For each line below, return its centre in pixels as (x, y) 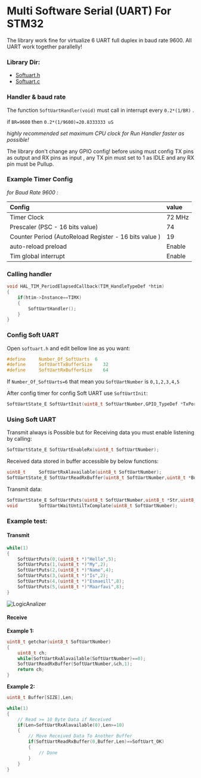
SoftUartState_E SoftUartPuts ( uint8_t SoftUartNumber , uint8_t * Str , (94, 500)
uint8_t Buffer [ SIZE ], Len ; (40, 698)
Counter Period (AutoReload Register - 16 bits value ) (85, 236)
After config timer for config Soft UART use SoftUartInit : (77, 393)
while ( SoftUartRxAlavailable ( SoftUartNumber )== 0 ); (82, 658)
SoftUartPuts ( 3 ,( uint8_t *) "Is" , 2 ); (63, 576)
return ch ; (31, 670)
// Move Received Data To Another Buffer (81, 736)
